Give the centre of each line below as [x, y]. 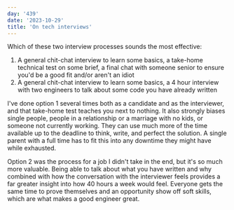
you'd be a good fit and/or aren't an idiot [76, 75]
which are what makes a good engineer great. [74, 199]
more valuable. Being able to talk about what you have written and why [110, 169]
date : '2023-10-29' [36, 20]
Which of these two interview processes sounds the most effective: [105, 47]
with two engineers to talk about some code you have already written [117, 90]
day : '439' [23, 14]
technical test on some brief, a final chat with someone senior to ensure [121, 68]
